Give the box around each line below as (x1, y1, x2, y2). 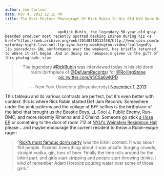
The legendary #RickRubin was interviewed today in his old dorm (22, 64, 154, 70)
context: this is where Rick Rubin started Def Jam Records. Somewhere (5, 99, 149, 104)
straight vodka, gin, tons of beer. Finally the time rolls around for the (17, 150, 154, 156)
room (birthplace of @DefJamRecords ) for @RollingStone (30, 69, 146, 75)
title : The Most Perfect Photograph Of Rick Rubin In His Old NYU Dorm (5, 16, 154, 21)
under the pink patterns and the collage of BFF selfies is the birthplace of (5, 104, 152, 110)
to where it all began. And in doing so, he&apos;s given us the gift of (5, 51, 159, 56)
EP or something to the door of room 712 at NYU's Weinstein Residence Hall (5, 120, 158, 126)
